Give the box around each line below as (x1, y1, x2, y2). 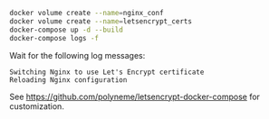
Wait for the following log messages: (9, 50, 146, 60)
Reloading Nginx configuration (9, 75, 128, 85)
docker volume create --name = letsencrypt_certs (9, 16, 193, 26)
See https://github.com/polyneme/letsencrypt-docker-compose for (9, 91, 261, 102)
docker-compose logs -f (9, 33, 100, 42)
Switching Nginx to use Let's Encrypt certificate (9, 68, 205, 77)
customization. (9, 100, 65, 112)
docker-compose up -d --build (9, 25, 124, 34)
